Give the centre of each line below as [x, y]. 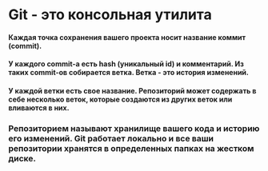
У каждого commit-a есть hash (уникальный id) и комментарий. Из [126, 64]
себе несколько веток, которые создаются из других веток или [120, 99]
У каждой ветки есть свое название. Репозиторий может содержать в [132, 90]
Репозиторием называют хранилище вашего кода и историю [134, 128]
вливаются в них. [39, 107]
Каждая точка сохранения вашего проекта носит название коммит [127, 37]
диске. [22, 158]
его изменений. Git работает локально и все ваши [111, 138]
